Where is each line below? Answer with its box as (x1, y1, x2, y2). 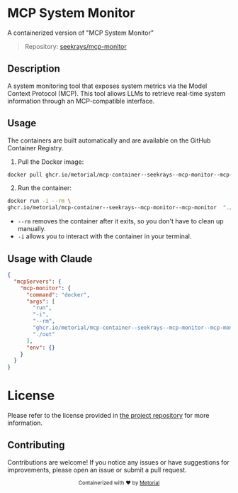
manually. (17, 225, 46, 233)
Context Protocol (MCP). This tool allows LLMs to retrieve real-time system (7, 89, 226, 97)
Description (7, 62, 60, 75)
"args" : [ (25, 298, 55, 305)
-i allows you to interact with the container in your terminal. (17, 232, 192, 240)
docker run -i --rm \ (7, 197, 72, 205)
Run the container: (17, 184, 72, 192)
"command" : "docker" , (25, 291, 91, 299)
